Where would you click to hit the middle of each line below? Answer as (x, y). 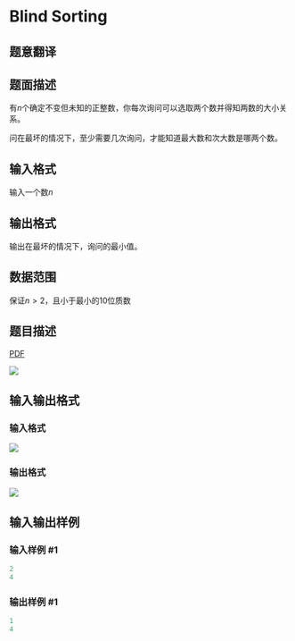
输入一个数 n (31, 192)
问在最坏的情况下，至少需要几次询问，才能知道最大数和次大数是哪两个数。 (146, 138)
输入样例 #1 (33, 550)
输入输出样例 (45, 523)
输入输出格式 (45, 401)
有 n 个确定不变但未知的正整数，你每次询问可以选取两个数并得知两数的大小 (144, 108)
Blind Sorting (58, 17)
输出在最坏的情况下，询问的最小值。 (76, 247)
